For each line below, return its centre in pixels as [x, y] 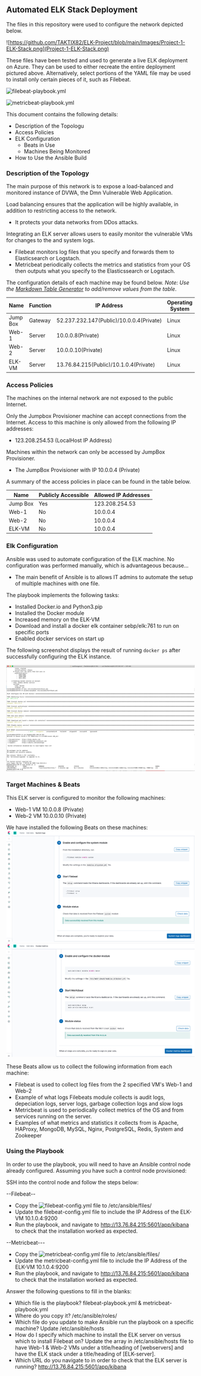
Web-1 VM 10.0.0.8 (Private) [49, 809]
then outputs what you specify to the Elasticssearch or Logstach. [95, 271]
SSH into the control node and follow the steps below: [72, 1182]
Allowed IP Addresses [122, 495]
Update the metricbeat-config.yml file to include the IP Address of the [101, 1260]
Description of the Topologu [49, 126]
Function [40, 306]
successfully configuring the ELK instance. [59, 657]
